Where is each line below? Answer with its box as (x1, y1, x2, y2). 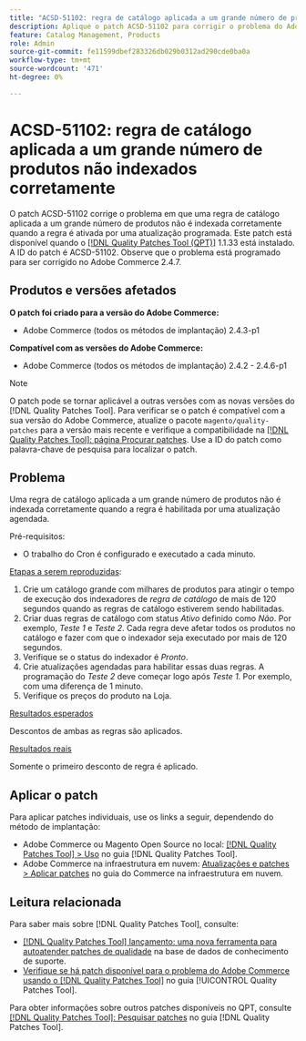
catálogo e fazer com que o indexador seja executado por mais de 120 (22, 632, 287, 643)
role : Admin (9, 38, 55, 48)
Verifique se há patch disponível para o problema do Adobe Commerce (22, 964, 290, 975)
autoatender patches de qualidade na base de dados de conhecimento (22, 945, 289, 956)
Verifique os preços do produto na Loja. (22, 690, 172, 701)
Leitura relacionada (9, 894, 122, 910)
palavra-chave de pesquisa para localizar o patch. (9, 444, 198, 454)
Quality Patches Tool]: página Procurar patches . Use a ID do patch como (9, 434, 282, 444)
